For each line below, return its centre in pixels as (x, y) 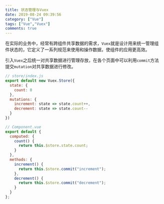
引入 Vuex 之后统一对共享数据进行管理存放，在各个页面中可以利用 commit (78, 60)
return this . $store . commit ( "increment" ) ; (62, 169)
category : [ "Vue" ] (24, 19)
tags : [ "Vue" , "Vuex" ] (28, 24)
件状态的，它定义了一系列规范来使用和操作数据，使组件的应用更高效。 (77, 50)
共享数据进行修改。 (56, 67)
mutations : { (23, 99)
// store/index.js (24, 76)
